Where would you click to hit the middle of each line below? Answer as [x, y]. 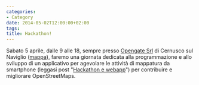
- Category [20, 17]
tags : [13, 28]
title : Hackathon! [29, 34]
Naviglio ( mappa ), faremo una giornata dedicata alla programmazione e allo [99, 57]
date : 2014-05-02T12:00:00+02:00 [48, 23]
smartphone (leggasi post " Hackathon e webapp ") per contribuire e [89, 70]
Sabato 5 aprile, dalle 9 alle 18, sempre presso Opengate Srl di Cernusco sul [99, 51]
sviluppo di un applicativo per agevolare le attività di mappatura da [88, 64]
